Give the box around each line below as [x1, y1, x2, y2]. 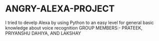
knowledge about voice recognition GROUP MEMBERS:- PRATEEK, [5, 24, 142, 30]
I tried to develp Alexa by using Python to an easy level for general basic [5, 19, 154, 25]
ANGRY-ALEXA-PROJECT [5, 3, 115, 14]
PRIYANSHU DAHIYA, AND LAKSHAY [5, 30, 81, 36]
